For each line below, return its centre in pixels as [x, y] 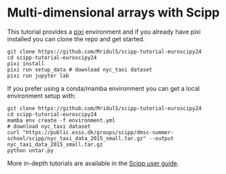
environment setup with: [42, 96]
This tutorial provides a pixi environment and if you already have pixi [104, 32]
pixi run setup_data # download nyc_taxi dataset [80, 69]
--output [162, 138]
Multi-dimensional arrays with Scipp [114, 13]
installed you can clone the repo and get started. [76, 39]
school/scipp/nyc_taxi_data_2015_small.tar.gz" [77, 138]
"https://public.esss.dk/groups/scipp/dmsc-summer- [98, 132]
